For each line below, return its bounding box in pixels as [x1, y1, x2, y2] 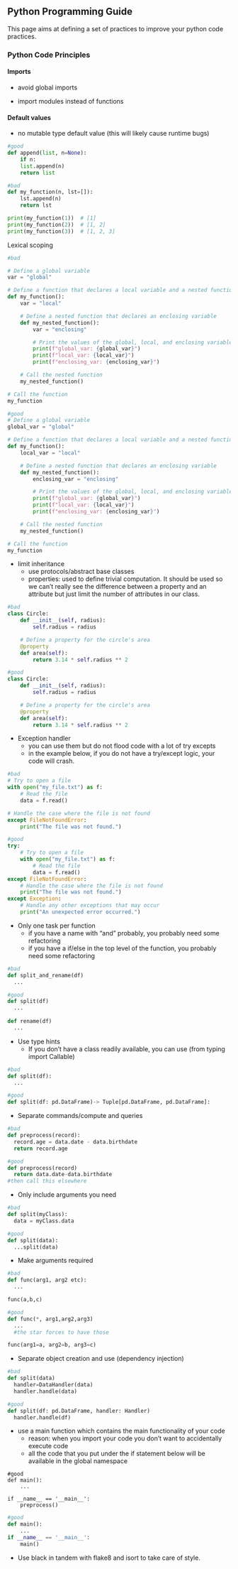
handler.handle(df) [13, 1413, 72, 1421]
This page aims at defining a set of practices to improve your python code [7, 24, 224, 33]
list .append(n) [20, 163, 65, 170]
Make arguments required [17, 1256, 93, 1265]
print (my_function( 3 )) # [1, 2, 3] [7, 227, 115, 235]
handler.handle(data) [13, 1388, 78, 1395]
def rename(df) [7, 1018, 52, 1025]
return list [20, 169, 55, 176]
